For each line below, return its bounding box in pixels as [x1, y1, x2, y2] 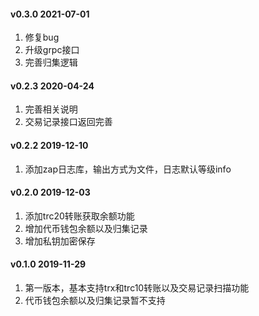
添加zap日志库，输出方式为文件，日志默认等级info [24, 163, 232, 175]
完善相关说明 [24, 103, 78, 115]
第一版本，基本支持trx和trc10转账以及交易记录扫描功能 [24, 282, 250, 294]
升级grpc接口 [24, 44, 80, 56]
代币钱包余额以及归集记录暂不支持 [24, 295, 166, 307]
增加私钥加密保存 [24, 235, 96, 247]
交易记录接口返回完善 [24, 116, 113, 128]
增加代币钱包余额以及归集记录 [24, 222, 148, 234]
